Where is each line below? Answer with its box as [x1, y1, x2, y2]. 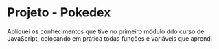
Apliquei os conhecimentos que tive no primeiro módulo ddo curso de [7, 27, 205, 35]
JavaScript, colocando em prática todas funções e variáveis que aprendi [7, 34, 213, 42]
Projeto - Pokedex [7, 5, 111, 20]
